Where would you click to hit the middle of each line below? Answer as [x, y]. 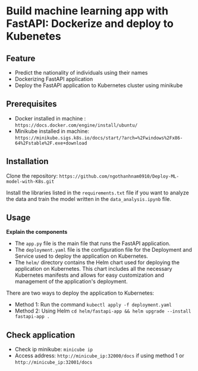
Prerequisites [32, 104]
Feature [21, 58]
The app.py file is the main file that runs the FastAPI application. [92, 243]
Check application [41, 335]
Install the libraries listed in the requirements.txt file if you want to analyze [98, 193]
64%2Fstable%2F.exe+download [51, 143]
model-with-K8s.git [30, 181]
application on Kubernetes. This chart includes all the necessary [93, 269]
